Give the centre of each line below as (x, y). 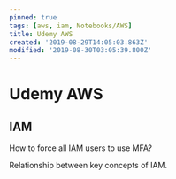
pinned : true (33, 17)
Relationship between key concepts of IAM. (88, 166)
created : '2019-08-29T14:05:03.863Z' (79, 42)
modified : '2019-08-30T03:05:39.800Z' (80, 51)
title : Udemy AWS (41, 34)
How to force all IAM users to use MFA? (81, 148)
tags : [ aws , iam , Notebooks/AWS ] (71, 26)
